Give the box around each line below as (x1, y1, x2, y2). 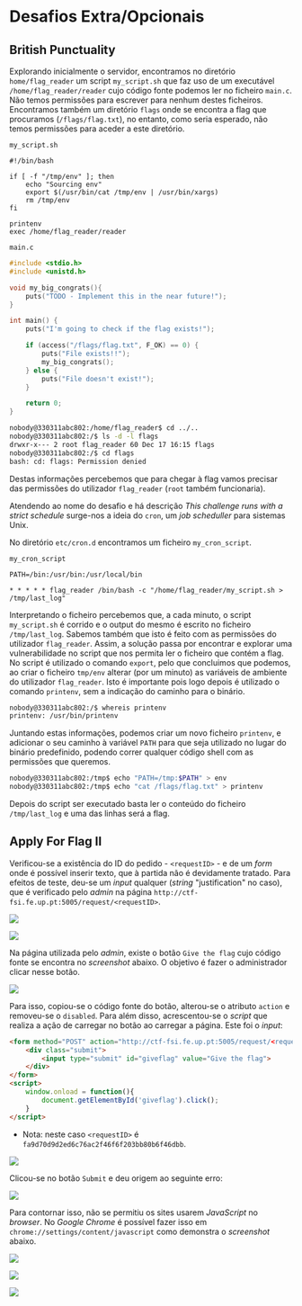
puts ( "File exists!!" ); (41, 349, 130, 358)
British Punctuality (9, 42, 116, 58)
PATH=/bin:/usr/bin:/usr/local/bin (9, 569, 143, 579)
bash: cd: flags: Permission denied (9, 457, 147, 466)
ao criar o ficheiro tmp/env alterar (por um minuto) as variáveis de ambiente (9, 666, 288, 677)
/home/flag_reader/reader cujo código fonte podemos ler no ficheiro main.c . (9, 85, 292, 95)
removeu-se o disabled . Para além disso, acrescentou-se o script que (9, 1010, 268, 1021)
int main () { (9, 317, 58, 326)
